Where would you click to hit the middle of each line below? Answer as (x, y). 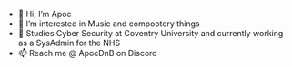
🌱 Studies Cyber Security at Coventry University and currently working (151, 33)
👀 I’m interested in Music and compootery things (109, 24)
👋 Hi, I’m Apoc (45, 14)
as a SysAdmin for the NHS (69, 43)
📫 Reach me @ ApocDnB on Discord (87, 53)
